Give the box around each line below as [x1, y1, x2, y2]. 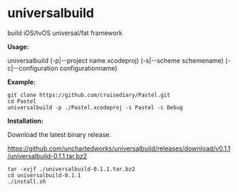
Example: [7, 77, 36, 86]
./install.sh [7, 178, 46, 185]
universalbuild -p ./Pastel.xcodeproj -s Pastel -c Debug [7, 103, 183, 111]
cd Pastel [7, 98, 37, 105]
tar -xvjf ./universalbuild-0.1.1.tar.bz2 [7, 166, 135, 173]
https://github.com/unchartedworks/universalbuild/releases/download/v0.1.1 [7, 144, 231, 153]
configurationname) [59, 64, 118, 72]
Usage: [7, 42, 30, 51]
